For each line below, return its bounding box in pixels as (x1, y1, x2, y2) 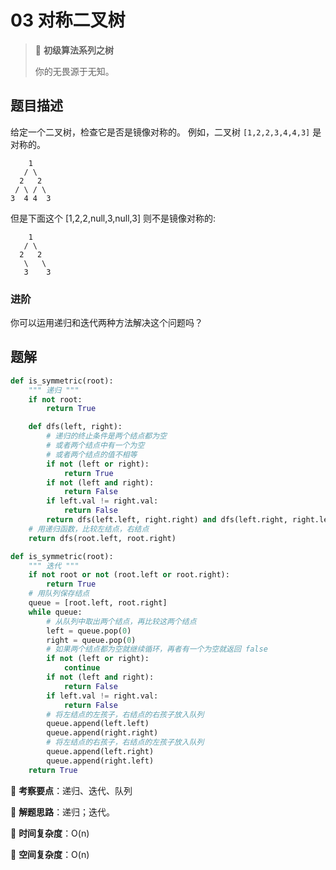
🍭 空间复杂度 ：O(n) (10, 848, 90, 860)
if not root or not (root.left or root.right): (28, 570, 230, 580)
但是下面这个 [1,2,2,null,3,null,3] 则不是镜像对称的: (10, 212, 216, 224)
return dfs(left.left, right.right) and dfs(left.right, (46, 515, 288, 525)
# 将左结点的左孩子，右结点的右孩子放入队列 (46, 709, 205, 720)
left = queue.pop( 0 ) (46, 626, 132, 636)
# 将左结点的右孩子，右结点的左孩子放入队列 (46, 737, 205, 748)
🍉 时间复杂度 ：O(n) (10, 827, 90, 839)
